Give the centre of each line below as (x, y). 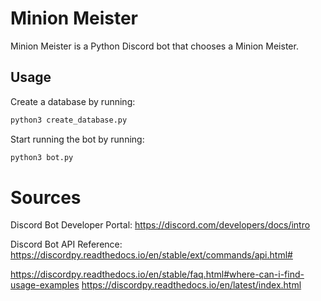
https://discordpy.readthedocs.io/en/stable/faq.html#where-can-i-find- (157, 274)
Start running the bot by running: (77, 139)
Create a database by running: (73, 101)
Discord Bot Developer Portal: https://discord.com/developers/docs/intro (160, 225)
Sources (46, 197)
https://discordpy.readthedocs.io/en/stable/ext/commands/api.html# (151, 255)
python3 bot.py (42, 157)
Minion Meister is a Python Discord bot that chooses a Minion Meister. (154, 46)
